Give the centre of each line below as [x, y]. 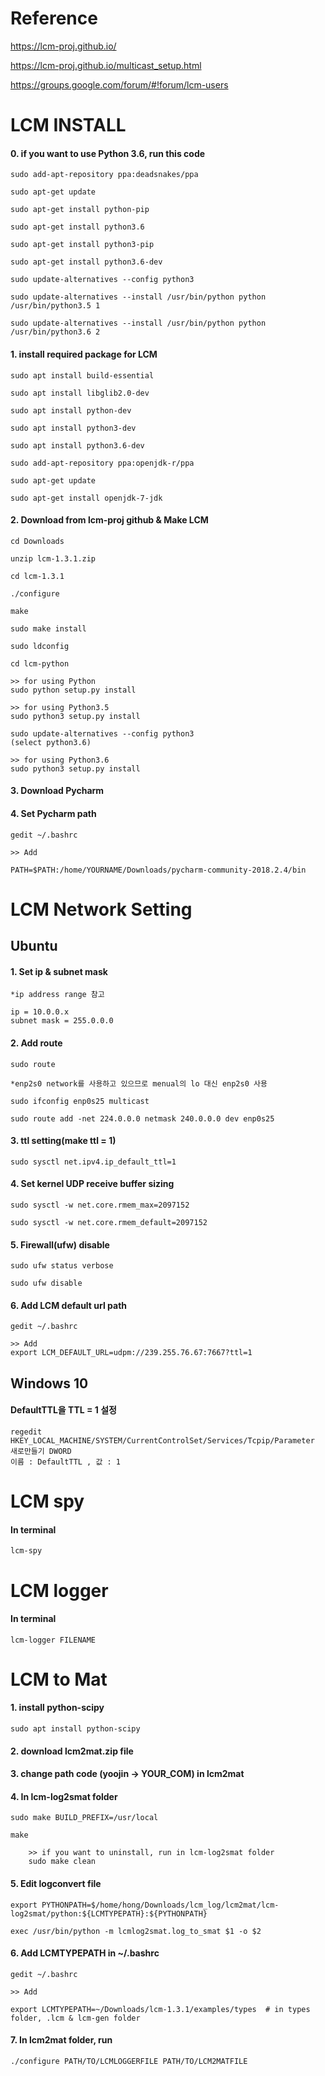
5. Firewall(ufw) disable [60, 1244]
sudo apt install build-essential [82, 375]
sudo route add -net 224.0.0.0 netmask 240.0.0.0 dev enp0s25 [142, 1118]
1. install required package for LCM [84, 354]
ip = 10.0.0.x [40, 1012]
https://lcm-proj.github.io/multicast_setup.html [106, 65]
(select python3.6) [51, 742]
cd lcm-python [40, 663]
